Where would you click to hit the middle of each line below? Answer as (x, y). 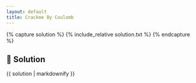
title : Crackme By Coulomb (40, 17)
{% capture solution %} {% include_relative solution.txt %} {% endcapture (98, 34)
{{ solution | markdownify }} (41, 74)
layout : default (26, 12)
